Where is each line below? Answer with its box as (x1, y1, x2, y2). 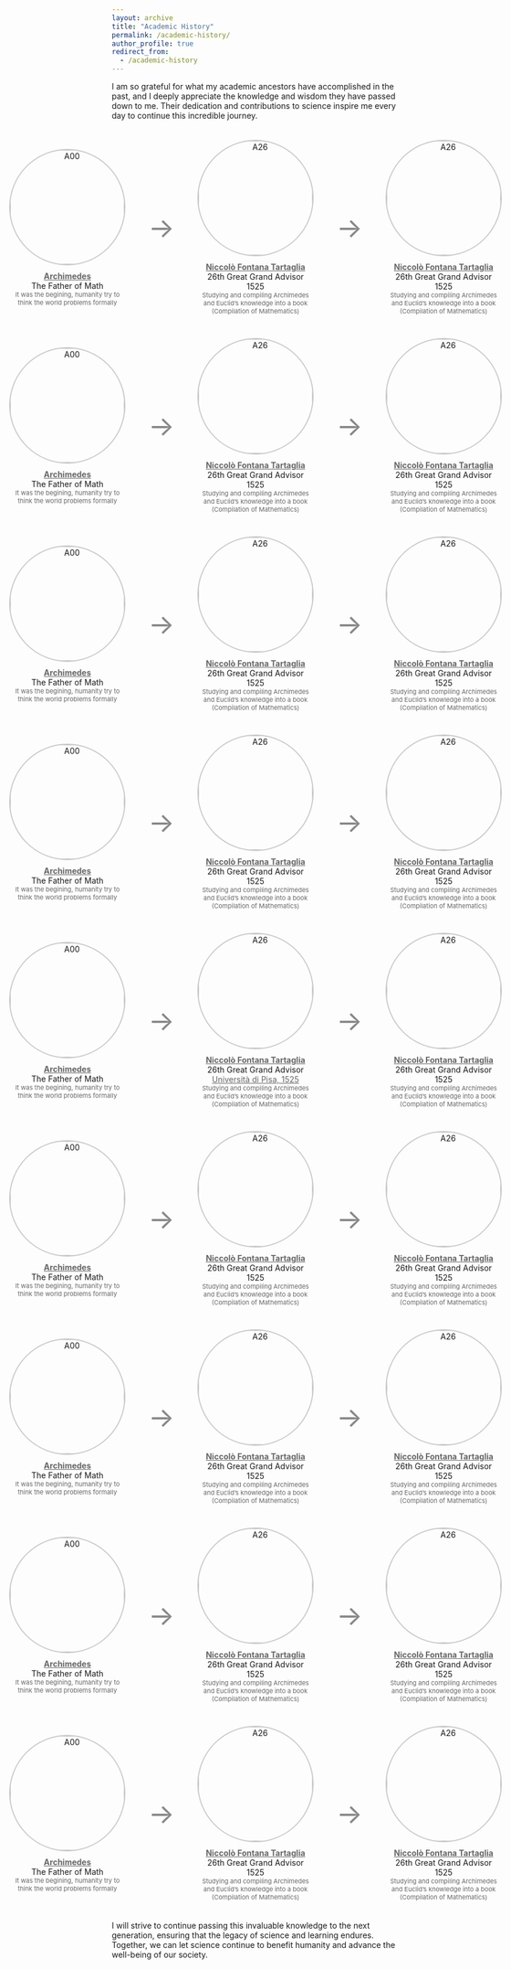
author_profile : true (111, 38, 194, 48)
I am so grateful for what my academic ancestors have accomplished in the (111, 81, 394, 91)
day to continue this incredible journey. (111, 111, 258, 121)
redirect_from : (111, 48, 170, 57)
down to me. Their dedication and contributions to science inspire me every (111, 101, 396, 111)
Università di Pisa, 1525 (211, 1074, 300, 1084)
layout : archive (111, 13, 173, 23)
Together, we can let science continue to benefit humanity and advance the (111, 1940, 396, 1950)
